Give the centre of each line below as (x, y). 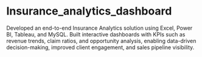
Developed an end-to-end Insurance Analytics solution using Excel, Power (99, 28)
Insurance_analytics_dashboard (89, 11)
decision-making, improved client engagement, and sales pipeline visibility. (100, 47)
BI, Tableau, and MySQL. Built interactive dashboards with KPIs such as (96, 34)
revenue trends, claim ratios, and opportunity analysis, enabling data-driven (101, 41)
